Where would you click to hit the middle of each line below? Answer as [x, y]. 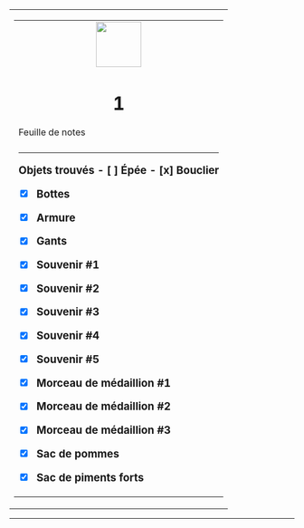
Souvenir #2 [67, 288]
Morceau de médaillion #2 [104, 407]
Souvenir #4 [67, 336]
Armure [56, 217]
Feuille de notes [52, 132]
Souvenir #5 [67, 359]
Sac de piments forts [90, 477]
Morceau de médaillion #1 [104, 383]
